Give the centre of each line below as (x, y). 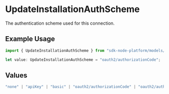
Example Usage (30, 39)
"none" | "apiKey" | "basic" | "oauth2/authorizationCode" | (71, 87)
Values (16, 75)
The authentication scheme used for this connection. (60, 23)
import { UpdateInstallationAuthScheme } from (55, 51)
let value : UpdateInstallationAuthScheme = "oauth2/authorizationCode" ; (83, 60)
